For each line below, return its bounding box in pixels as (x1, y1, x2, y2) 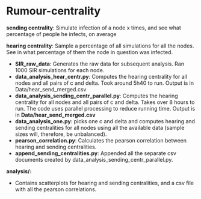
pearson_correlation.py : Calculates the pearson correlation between (14, 136, 187, 144)
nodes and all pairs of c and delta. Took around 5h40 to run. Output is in (14, 79, 194, 87)
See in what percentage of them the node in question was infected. (6, 48, 173, 55)
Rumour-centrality (6, 4, 101, 18)
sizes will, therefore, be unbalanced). (14, 130, 107, 138)
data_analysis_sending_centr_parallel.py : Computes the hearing (14, 92, 179, 99)
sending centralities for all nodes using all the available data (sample (14, 124, 185, 131)
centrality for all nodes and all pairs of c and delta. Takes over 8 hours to (14, 98, 195, 106)
